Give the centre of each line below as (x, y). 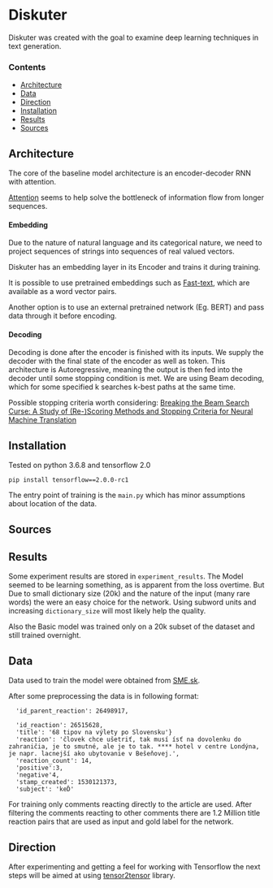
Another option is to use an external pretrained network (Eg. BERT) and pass (136, 307)
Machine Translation (43, 420)
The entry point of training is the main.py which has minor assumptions (127, 495)
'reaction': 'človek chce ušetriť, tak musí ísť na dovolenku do (129, 740)
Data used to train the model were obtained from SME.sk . (104, 681)
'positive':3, (39, 768)
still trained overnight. (45, 635)
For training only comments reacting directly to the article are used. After (130, 804)
